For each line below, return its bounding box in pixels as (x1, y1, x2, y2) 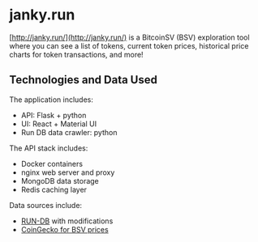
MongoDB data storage (20, 176, 100, 185)
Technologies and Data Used (9, 73, 157, 87)
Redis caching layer (20, 185, 88, 194)
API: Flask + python (20, 110, 87, 120)
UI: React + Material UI (20, 119, 97, 129)
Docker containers (20, 159, 84, 168)
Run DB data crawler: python (20, 127, 118, 137)
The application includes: (9, 95, 94, 104)
